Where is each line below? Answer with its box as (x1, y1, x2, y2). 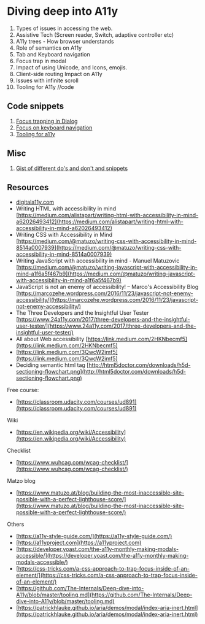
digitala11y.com (15, 198, 55, 206)
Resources (7, 182, 49, 193)
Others (7, 520, 25, 528)
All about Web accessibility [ (15, 336, 88, 343)
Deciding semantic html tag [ (15, 361, 89, 369)
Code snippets (7, 101, 64, 112)
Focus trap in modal (15, 57, 66, 64)
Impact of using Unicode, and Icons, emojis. (15, 63, 128, 71)
